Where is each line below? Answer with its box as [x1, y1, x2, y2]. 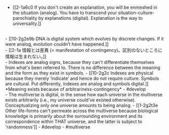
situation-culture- [118, 10, 155, 16]
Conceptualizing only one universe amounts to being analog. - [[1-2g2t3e [5, 103, 158, 108]
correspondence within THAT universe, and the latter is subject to [5, 119, 143, 124]
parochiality [12, 15, 37, 21]
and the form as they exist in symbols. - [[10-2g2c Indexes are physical [5, 70, 153, 76]
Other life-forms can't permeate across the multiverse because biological [5, 108, 158, 114]
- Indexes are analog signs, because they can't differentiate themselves [5, 59, 154, 65]
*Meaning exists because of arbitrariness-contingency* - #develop [5, 86, 146, 92]
